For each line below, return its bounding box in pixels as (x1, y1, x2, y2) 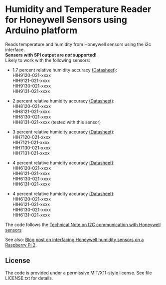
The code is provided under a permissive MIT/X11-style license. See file (5, 269, 152, 275)
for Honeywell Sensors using (5, 14, 128, 25)
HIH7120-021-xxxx (12, 134, 51, 140)
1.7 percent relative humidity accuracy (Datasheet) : (12, 66, 117, 73)
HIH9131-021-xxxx (12, 88, 50, 94)
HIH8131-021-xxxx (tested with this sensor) (12, 119, 101, 125)
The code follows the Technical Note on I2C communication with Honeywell (5, 221, 161, 227)
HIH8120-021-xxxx (12, 103, 51, 109)
